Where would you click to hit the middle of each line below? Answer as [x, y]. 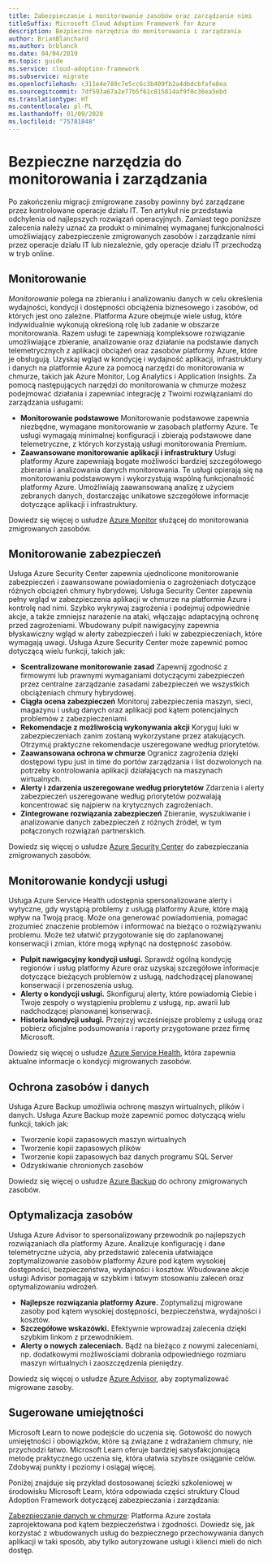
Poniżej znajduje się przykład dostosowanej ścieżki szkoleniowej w [121, 1483]
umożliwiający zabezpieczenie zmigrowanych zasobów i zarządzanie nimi [132, 236]
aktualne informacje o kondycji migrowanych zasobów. [100, 1062]
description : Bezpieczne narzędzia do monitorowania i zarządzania [125, 31]
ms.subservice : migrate [49, 76]
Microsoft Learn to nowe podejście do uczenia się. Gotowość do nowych [130, 1432]
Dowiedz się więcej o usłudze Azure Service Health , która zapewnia [122, 1053]
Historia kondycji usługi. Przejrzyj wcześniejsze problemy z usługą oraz [141, 1020]
